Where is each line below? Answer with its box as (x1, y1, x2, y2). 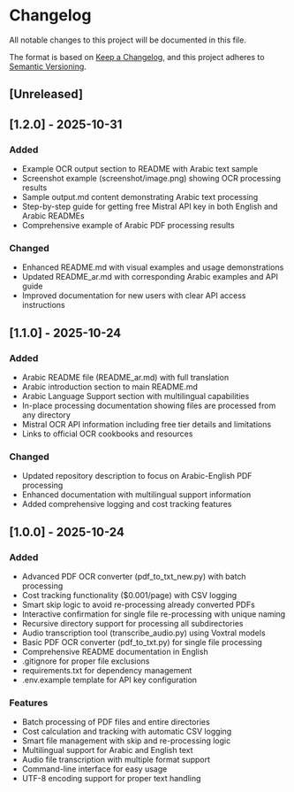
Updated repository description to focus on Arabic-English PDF (21, 471, 253, 481)
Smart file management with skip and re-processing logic (21, 735, 231, 746)
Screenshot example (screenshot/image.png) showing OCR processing (21, 173, 281, 184)
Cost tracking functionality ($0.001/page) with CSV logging (21, 589, 237, 600)
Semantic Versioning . (9, 61, 87, 72)
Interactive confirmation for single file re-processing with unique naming (21, 608, 286, 619)
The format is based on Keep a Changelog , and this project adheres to (9, 51, 265, 62)
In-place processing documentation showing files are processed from (21, 400, 276, 411)
